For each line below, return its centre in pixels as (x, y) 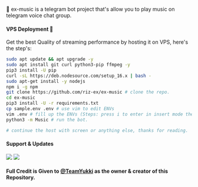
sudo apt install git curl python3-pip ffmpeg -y (68, 65)
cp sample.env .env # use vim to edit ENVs (60, 109)
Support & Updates (30, 144)
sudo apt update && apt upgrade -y (50, 59)
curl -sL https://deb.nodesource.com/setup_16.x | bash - (79, 76)
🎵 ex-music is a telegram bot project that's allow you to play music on (90, 9)
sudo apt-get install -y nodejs (46, 81)
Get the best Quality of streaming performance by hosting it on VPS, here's (97, 42)
